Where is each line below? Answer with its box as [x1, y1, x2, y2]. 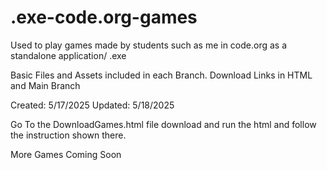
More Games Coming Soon [10, 148, 122, 160]
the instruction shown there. [10, 129, 127, 141]
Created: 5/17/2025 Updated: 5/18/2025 [10, 99, 175, 111]
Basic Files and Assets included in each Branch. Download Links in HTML [10, 69, 313, 81]
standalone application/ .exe [10, 49, 127, 61]
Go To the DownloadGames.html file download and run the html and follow [10, 118, 317, 130]
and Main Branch [10, 79, 81, 91]
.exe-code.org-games [10, 6, 198, 29]
